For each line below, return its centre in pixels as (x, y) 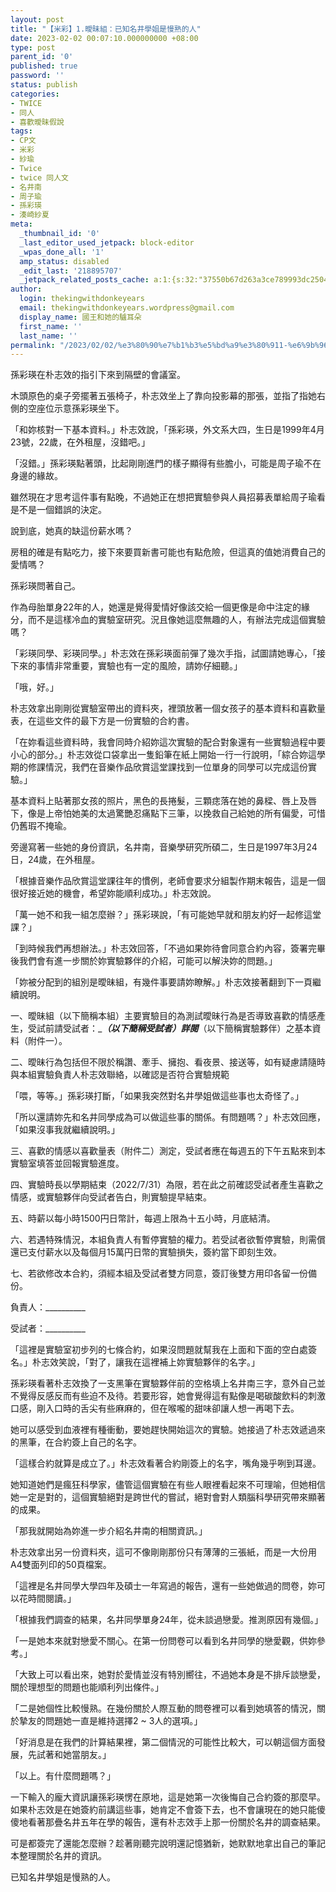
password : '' (37, 76)
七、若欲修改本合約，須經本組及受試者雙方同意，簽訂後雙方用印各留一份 (159, 1273)
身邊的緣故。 (36, 476)
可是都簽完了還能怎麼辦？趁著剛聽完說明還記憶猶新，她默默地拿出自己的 (159, 1843)
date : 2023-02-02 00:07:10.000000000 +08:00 (104, 38)
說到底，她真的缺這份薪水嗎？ (71, 531)
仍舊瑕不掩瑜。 (41, 826)
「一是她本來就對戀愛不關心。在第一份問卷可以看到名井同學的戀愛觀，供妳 (163, 1641)
